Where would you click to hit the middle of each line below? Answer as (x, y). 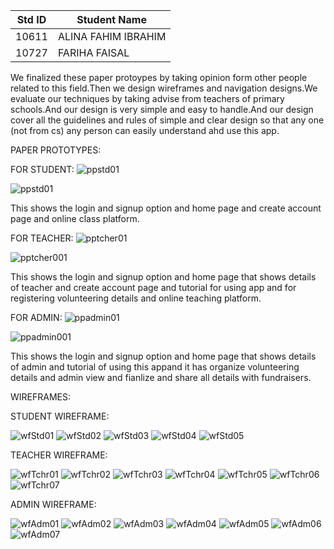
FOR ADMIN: (36, 317)
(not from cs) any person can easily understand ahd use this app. (145, 130)
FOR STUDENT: (42, 169)
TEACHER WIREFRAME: (59, 455)
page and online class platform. (75, 218)
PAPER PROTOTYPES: (56, 150)
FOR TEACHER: (42, 238)
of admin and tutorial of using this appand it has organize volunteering (155, 367)
